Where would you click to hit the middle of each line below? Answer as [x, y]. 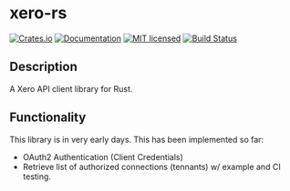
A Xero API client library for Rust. [71, 88]
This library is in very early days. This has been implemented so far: [137, 139]
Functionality [48, 118]
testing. [37, 176]
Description [43, 67]
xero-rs [38, 13]
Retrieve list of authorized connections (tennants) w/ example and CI [151, 166]
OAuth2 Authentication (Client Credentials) [103, 156]
